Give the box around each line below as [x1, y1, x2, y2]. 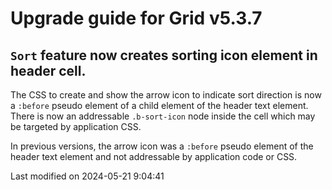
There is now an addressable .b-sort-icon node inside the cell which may [10, 110, 316, 122]
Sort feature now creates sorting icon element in [10, 47, 318, 64]
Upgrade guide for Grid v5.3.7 [10, 7, 263, 30]
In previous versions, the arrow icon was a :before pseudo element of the [10, 140, 314, 152]
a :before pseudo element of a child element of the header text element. [10, 100, 309, 111]
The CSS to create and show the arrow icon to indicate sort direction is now [10, 89, 322, 101]
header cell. [10, 62, 87, 79]
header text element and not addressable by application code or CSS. [10, 151, 298, 162]
